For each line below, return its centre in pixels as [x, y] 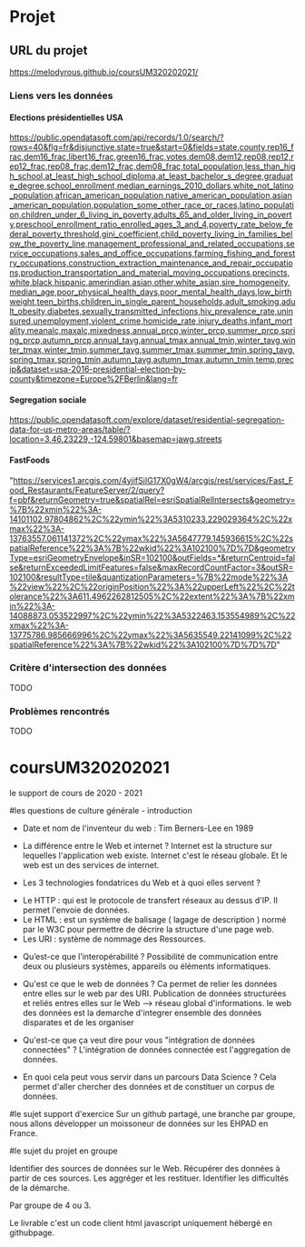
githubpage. [32, 1232]
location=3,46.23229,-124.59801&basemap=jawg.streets [116, 439]
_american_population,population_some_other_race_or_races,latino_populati [152, 205]
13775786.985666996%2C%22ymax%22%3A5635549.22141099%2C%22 [151, 634]
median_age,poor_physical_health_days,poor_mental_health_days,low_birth [151, 292]
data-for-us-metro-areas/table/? [70, 430]
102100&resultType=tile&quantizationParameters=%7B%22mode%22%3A [149, 577]
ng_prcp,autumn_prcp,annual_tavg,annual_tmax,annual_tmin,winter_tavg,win [152, 340]
